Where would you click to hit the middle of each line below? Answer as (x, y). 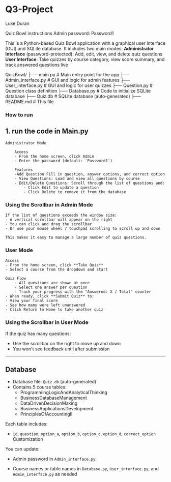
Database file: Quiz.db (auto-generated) (54, 382)
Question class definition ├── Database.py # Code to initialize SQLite (78, 91)
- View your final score (32, 301)
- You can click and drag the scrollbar (49, 224)
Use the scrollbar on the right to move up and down (67, 343)
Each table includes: (26, 424)
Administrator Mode (26, 143)
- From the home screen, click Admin (54, 156)
